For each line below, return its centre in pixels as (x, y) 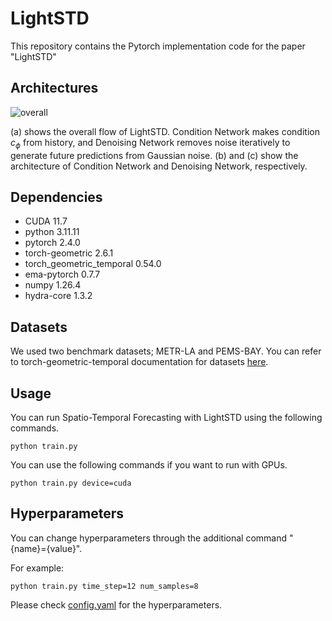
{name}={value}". (46, 548)
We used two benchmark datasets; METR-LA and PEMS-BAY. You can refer (166, 351)
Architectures (54, 88)
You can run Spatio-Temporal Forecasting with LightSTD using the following (166, 417)
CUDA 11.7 (46, 221)
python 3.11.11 (52, 232)
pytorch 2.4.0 (52, 243)
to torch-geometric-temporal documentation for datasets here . (139, 362)
